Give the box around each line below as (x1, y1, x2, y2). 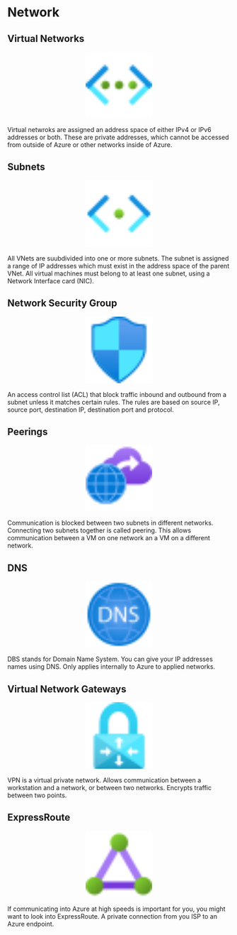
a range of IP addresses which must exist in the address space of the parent (7, 261, 230, 270)
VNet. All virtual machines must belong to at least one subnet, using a (7, 269, 210, 278)
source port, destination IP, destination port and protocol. (7, 405, 175, 414)
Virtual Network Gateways (7, 683, 127, 695)
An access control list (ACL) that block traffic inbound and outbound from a (7, 390, 227, 398)
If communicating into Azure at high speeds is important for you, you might (7, 904, 226, 913)
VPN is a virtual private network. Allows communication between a (7, 776, 202, 784)
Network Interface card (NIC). (7, 276, 94, 285)
